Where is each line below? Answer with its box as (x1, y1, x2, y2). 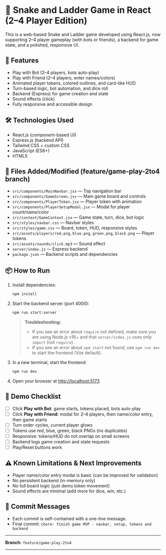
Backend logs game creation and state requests (12, 438, 110, 444)
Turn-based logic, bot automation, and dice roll (12, 85, 108, 91)
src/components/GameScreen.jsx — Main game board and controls (12, 193, 146, 199)
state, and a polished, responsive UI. (5, 42, 80, 48)
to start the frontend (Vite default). (32, 350, 102, 356)
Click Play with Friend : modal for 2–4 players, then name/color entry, (12, 411, 153, 417)
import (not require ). (32, 339, 75, 345)
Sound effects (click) (12, 96, 55, 102)
